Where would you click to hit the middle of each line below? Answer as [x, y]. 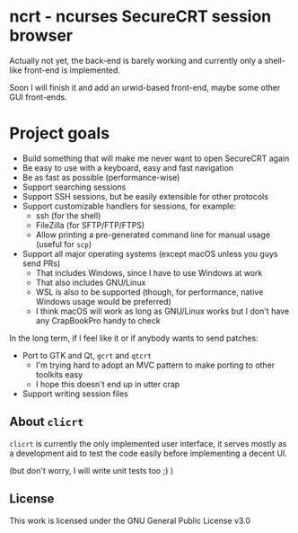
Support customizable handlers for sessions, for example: [129, 206]
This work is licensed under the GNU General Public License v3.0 [130, 520]
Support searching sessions [74, 187]
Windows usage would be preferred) [104, 301]
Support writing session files [75, 394]
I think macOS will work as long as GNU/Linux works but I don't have [162, 311]
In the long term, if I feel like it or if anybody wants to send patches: [134, 338]
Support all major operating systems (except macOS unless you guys [150, 253]
